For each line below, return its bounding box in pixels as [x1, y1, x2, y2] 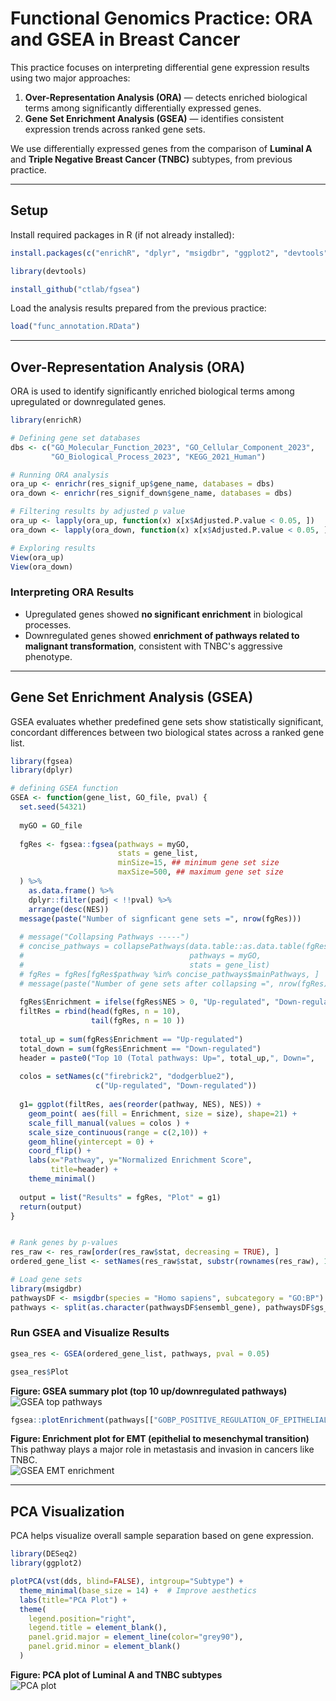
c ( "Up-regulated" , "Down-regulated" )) [95, 1081, 257, 1091]
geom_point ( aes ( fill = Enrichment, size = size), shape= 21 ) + [28, 1108, 298, 1119]
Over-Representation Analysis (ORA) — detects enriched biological [24, 91, 308, 103]
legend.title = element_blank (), [28, 1623, 168, 1633]
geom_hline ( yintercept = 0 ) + [28, 1137, 155, 1147]
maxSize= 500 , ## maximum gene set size [117, 867, 284, 877]
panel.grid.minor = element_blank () [28, 1642, 182, 1652]
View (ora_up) [10, 552, 65, 562]
